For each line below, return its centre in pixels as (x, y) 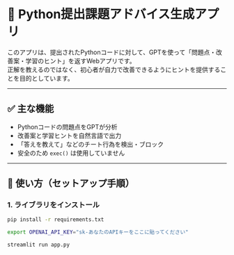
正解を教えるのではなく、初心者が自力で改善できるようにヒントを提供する (114, 69)
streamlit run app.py (39, 245)
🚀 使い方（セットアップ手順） (71, 184)
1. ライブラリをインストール (53, 205)
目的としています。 (47, 78)
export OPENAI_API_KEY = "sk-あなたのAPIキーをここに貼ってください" (98, 232)
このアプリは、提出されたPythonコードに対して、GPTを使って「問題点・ (112, 52)
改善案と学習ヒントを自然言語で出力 (69, 135)
